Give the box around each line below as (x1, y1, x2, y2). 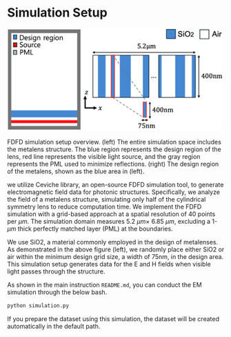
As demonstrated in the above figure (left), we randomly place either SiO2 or (7, 245, 225, 253)
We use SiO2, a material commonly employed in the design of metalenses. (7, 238, 219, 246)
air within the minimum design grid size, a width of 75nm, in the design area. (7, 252, 224, 260)
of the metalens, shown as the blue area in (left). (7, 167, 145, 175)
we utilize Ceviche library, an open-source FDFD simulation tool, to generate (7, 180, 224, 189)
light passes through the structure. (7, 267, 106, 276)
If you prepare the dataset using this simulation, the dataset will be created (7, 314, 219, 322)
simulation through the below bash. (7, 288, 108, 296)
